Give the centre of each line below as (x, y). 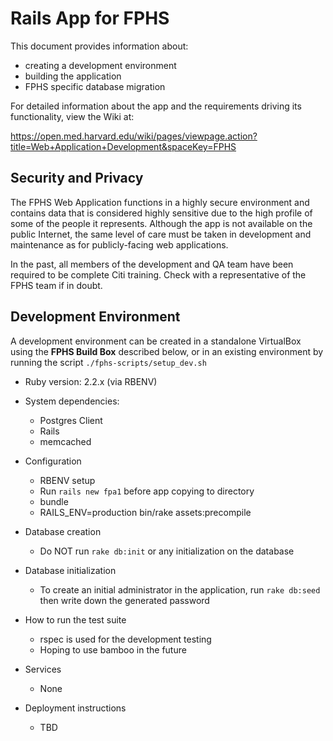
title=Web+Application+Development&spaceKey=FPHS (123, 146)
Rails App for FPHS (90, 18)
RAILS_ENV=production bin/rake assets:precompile (145, 512)
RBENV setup (67, 480)
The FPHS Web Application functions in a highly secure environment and (160, 202)
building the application (73, 76)
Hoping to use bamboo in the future (113, 649)
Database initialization (70, 570)
